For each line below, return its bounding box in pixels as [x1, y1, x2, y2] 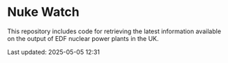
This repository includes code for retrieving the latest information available [7, 27, 222, 35]
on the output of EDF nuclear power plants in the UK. [7, 34, 159, 42]
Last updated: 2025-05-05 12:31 [7, 48, 100, 56]
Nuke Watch [7, 4, 80, 20]
